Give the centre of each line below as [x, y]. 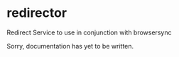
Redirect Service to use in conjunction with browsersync [89, 32]
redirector [37, 13]
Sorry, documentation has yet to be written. [70, 46]
